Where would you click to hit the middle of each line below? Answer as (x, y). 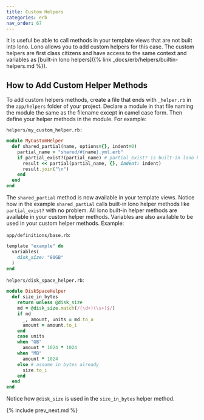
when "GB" (30, 342)
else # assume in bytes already (58, 364)
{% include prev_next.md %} (42, 410)
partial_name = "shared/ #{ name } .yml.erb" (70, 152)
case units (31, 336)
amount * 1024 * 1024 (50, 348)
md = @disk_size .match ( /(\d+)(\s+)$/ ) (66, 308)
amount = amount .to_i (50, 325)
